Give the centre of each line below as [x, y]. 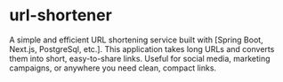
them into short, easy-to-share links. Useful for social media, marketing [140, 58]
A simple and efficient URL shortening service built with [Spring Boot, [137, 40]
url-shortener [61, 15]
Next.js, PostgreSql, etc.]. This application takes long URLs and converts [142, 48]
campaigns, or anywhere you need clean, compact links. [113, 68]
